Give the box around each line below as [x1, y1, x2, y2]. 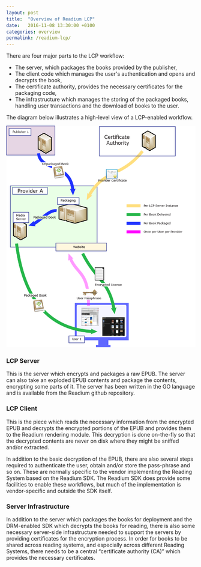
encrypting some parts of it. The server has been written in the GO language [6, 383, 195, 390]
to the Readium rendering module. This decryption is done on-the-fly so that [6, 431, 196, 438]
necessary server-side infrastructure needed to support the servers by [6, 529, 181, 536]
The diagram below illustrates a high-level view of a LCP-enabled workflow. [6, 114, 193, 121]
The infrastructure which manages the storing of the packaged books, [14, 96, 189, 103]
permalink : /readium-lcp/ [6, 35, 71, 41]
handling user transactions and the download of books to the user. [14, 102, 179, 109]
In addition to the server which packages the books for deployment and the [6, 516, 193, 523]
